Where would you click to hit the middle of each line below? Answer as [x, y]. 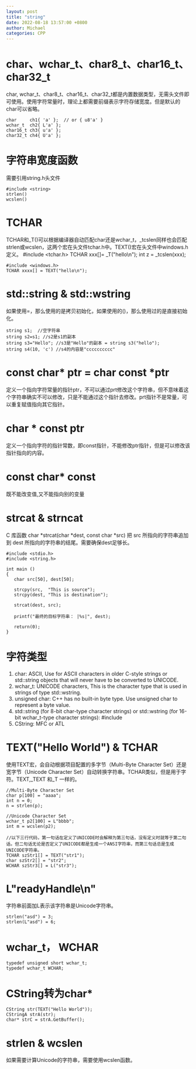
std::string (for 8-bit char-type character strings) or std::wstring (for [96, 711]
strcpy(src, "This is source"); [54, 589]
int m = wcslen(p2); [31, 826]
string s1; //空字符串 [33, 330]
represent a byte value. [42, 705]
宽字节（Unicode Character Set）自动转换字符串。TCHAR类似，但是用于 [94, 771]
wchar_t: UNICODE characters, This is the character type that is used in [101, 686]
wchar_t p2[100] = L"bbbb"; [40, 821]
